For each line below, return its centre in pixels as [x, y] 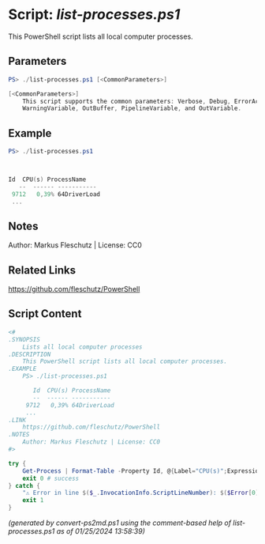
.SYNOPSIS [24, 339]
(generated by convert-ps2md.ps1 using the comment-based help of [119, 523]
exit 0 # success [51, 478]
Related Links [42, 270]
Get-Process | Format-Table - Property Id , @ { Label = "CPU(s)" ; [125, 471]
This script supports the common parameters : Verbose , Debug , [127, 101]
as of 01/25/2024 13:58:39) [101, 531]
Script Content [45, 314]
